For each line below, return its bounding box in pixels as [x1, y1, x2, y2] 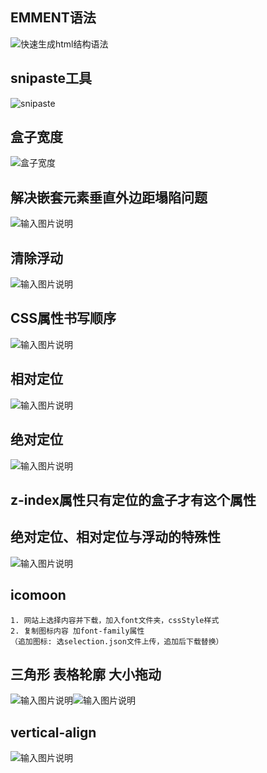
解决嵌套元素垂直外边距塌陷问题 [10, 189, 208, 206]
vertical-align [10, 724, 97, 741]
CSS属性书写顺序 [10, 310, 117, 327]
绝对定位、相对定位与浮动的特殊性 [10, 529, 221, 546]
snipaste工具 [10, 70, 92, 87]
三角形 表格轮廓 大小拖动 [10, 666, 162, 683]
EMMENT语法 [10, 9, 97, 27]
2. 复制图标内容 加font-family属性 [10, 626, 145, 636]
